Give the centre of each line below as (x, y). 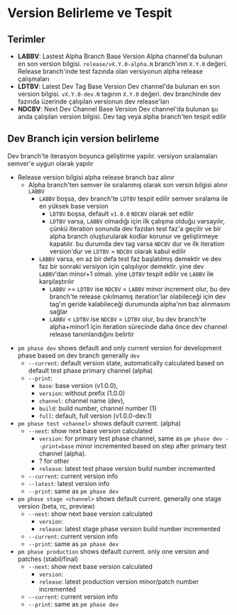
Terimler (27, 39)
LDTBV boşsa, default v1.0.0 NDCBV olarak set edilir (121, 214)
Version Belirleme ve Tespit (90, 13)
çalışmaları (33, 79)
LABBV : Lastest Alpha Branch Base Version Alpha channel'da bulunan (120, 56)
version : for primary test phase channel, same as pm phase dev (131, 438)
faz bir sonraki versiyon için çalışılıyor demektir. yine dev (121, 266)
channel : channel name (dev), (82, 400)
